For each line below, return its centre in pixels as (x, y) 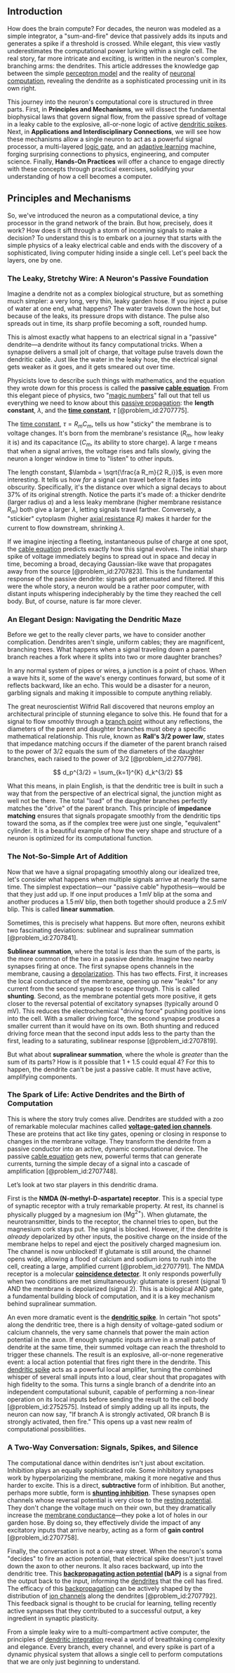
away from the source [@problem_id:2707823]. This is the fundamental (110, 571)
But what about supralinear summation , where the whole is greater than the (118, 1054)
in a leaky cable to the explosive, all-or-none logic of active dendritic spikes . (117, 124)
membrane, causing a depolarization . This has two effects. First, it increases (117, 973)
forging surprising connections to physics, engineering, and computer (108, 154)
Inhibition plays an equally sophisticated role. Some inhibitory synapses (110, 1470)
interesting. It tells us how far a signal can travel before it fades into (105, 480)
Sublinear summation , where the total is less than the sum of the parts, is (114, 951)
